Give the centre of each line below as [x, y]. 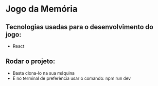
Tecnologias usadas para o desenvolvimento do [79, 27]
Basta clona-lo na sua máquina [44, 73]
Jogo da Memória [42, 9]
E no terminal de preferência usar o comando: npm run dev [71, 78]
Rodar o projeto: [30, 61]
